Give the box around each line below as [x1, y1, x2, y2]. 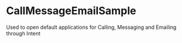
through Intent [6, 29, 41, 37]
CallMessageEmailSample [6, 4, 137, 18]
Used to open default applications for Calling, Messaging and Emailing [6, 24, 177, 31]
